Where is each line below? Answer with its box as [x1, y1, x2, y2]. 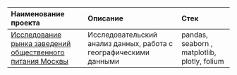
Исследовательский [87, 30, 157, 40]
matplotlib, [181, 47, 217, 57]
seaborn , [181, 39, 213, 48]
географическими [87, 47, 150, 57]
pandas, [181, 30, 208, 40]
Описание [87, 13, 123, 23]
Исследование [11, 30, 62, 40]
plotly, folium [181, 57, 224, 66]
